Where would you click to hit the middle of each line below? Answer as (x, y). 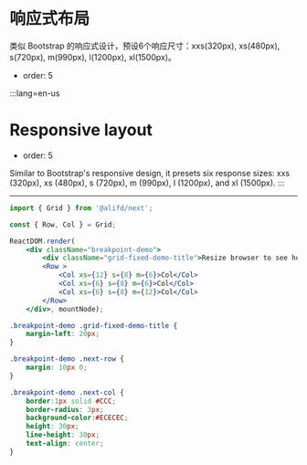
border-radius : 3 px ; (65, 409)
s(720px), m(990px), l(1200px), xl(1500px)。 (93, 57)
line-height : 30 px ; (63, 435)
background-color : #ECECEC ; (77, 418)
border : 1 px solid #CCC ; (71, 401)
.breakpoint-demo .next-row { (67, 359)
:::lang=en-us (35, 93)
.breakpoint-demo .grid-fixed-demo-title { (94, 325)
